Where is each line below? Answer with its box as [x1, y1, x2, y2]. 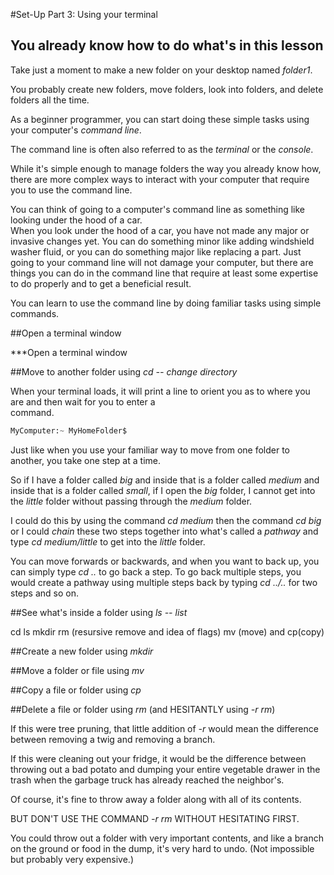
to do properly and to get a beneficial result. [10, 277, 192, 289]
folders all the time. [10, 94, 90, 106]
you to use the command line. [10, 184, 133, 196]
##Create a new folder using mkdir [10, 645, 154, 657]
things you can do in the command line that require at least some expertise [10, 267, 319, 279]
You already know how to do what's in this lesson [10, 37, 324, 54]
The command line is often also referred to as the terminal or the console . [10, 143, 314, 155]
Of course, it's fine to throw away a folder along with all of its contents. [10, 793, 302, 805]
